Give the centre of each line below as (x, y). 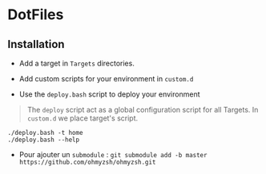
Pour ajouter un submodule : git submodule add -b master (113, 154)
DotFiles (36, 15)
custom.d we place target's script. (83, 118)
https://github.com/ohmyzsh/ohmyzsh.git (87, 162)
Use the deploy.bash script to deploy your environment (109, 94)
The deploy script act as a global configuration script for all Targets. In (143, 110)
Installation (36, 44)
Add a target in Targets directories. (77, 63)
